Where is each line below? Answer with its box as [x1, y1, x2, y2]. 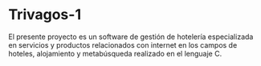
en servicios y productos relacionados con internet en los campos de [8, 40, 238, 49]
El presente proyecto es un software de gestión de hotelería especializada [8, 32, 254, 41]
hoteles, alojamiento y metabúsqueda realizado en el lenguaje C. [8, 49, 222, 58]
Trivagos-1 [8, 6, 82, 24]
